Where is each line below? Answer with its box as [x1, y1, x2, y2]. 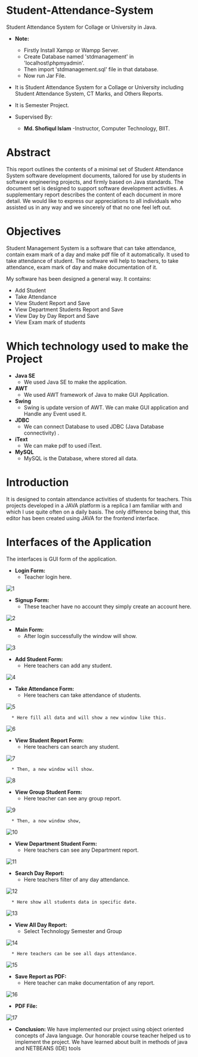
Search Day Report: [14, 869, 64, 877]
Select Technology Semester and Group [23, 927, 122, 934]
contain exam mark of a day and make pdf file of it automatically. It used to [6, 251, 190, 258]
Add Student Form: [14, 655, 63, 663]
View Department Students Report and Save [14, 306, 123, 313]
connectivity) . [23, 429, 60, 436]
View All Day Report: [14, 921, 67, 928]
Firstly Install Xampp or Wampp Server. [23, 46, 120, 54]
